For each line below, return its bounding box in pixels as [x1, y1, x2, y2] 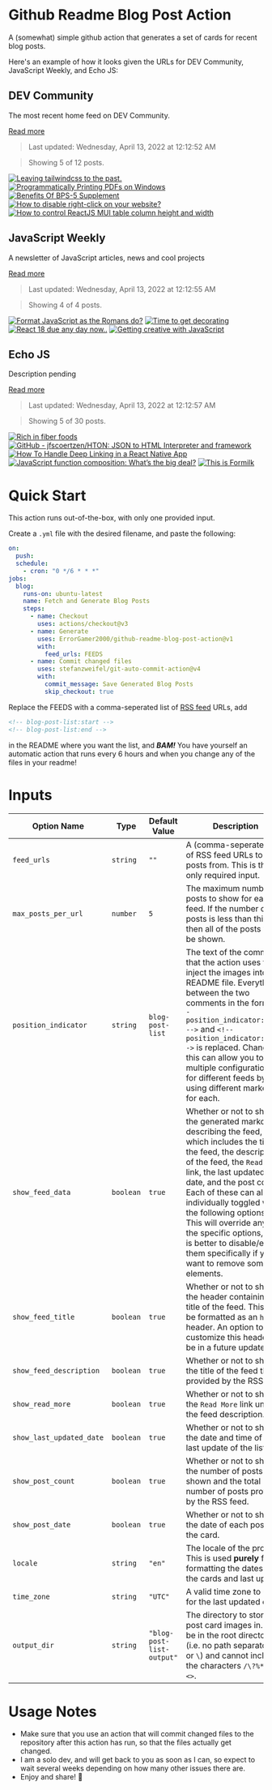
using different [185, 1082, 241, 1094]
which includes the [185, 1136, 257, 1147]
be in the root [185, 1629, 237, 1641]
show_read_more [12, 1399, 71, 1408]
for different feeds [185, 1072, 255, 1083]
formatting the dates [185, 1562, 263, 1574]
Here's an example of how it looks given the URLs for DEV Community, [8, 57, 244, 66]
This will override [185, 1217, 251, 1228]
